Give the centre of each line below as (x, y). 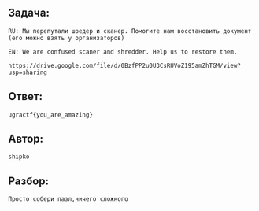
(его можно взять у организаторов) (67, 38)
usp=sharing (28, 72)
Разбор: (29, 181)
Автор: (26, 139)
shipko (19, 157)
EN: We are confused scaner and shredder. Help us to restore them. (123, 52)
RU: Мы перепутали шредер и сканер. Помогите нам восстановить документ (130, 31)
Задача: (29, 13)
